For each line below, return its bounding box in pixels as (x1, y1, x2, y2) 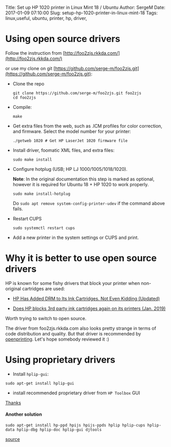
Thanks (5, 399, 22, 406)
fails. (12, 206, 23, 212)
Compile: (12, 104, 32, 110)
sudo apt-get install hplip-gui (5, 381, 74, 386)
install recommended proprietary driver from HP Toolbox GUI (12, 390, 140, 396)
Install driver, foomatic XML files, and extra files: (12, 147, 115, 153)
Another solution (5, 411, 42, 417)
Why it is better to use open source (5, 253, 157, 264)
